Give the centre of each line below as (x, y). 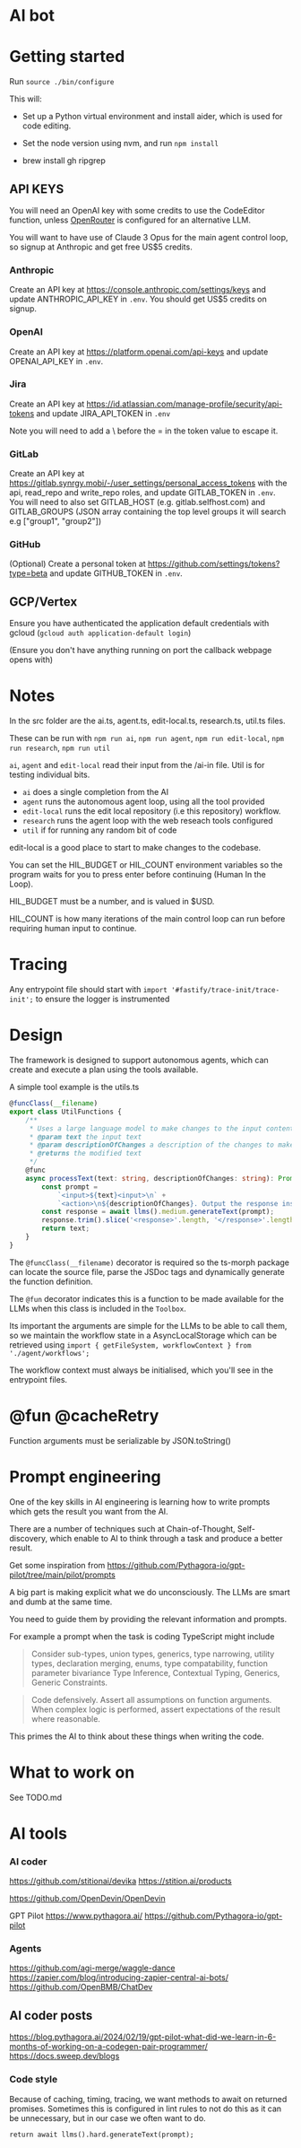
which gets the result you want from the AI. (89, 1511)
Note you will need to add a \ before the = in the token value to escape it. (144, 431)
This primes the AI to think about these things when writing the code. (137, 1736)
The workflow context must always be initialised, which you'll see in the (141, 1370)
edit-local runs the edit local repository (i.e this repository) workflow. (151, 811)
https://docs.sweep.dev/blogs (64, 2056)
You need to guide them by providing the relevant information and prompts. (148, 1619)
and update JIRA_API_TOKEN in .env (103, 413)
